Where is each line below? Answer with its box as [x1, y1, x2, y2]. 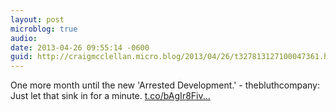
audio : [10, 33, 38, 43]
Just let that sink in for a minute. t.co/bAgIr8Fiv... [10, 90, 211, 102]
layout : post [10, 14, 65, 25]
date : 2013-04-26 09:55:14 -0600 [10, 42, 150, 53]
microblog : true [10, 24, 78, 34]
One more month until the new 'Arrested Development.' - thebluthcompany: [10, 79, 321, 91]
